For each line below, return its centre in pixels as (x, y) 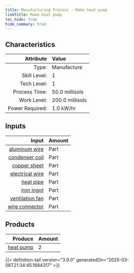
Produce (23, 239)
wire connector (26, 206)
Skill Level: (34, 75)
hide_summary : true (26, 24)
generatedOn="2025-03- (103, 260)
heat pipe (32, 181)
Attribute (36, 59)
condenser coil (26, 157)
